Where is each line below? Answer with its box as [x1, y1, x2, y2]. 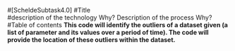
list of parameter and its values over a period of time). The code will [7, 28, 210, 36]
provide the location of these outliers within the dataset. [7, 36, 176, 44]
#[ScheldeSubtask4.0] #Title [7, 6, 90, 14]
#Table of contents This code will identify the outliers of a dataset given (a [7, 21, 228, 29]
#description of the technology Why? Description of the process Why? [7, 13, 212, 22]
